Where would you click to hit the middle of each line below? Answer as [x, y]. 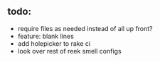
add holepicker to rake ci [54, 43]
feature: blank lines [46, 36]
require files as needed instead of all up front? [85, 28]
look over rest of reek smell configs [70, 51]
